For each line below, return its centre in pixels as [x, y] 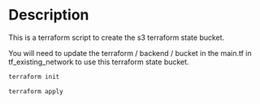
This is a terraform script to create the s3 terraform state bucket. [117, 37]
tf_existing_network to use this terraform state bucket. [99, 62]
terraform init [34, 76]
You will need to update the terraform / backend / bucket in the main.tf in [130, 53]
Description [49, 15]
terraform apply [36, 91]
